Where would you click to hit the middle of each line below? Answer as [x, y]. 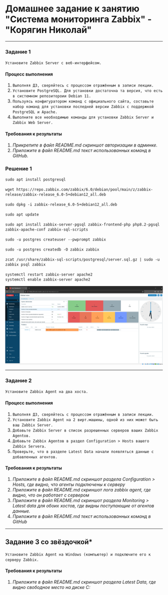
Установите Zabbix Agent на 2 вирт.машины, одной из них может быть [85, 420]
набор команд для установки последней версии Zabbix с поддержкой [83, 107]
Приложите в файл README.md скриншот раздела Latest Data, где [84, 582]
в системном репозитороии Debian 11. [52, 96]
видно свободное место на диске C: [51, 587]
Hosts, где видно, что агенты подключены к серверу [69, 484]
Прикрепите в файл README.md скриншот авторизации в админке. [85, 145]
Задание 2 [18, 380]
